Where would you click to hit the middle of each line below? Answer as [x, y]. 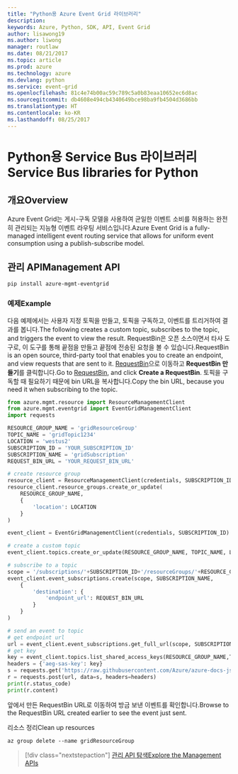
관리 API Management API [64, 267]
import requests [31, 415]
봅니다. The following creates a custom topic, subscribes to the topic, [120, 329]
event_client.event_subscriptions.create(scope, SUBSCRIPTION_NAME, [110, 578]
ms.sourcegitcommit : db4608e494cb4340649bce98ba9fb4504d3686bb [103, 100]
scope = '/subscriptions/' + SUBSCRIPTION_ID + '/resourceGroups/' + [104, 572]
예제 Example [29, 304]
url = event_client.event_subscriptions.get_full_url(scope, [100, 644]
